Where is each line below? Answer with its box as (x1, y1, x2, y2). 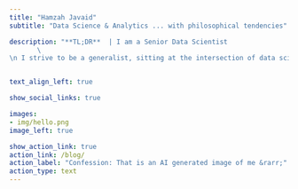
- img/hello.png (9, 117, 69, 127)
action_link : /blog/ (9, 150, 86, 160)
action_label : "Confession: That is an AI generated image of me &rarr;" (9, 159, 288, 168)
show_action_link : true (9, 142, 98, 151)
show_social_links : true (9, 94, 101, 103)
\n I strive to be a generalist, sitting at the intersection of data (9, 54, 276, 63)
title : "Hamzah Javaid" (9, 12, 98, 22)
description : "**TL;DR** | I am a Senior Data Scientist (9, 37, 228, 46)
